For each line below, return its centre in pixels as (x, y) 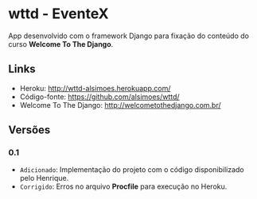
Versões (29, 130)
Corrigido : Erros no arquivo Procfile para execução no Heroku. (123, 186)
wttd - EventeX (58, 14)
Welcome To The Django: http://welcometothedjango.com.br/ (120, 105)
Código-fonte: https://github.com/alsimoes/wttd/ (100, 97)
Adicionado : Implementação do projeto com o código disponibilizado (132, 170)
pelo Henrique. (44, 178)
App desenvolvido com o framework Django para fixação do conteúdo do (128, 36)
